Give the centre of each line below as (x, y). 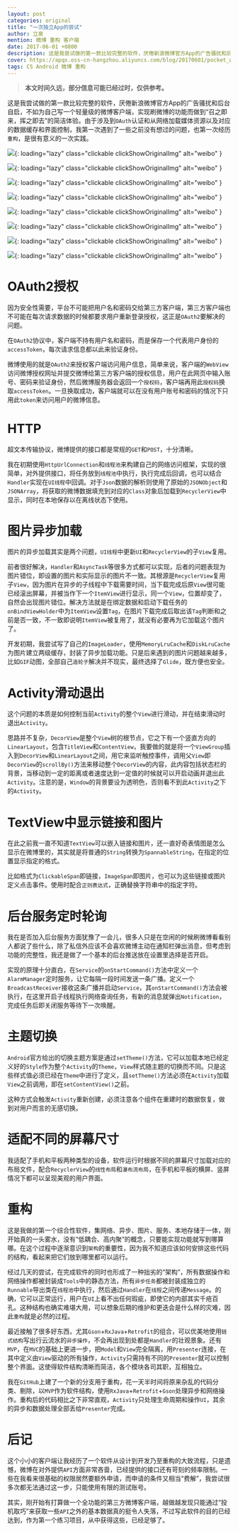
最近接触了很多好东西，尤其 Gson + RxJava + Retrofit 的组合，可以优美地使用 (114, 1331)
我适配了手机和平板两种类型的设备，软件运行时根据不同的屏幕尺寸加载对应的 (119, 1160)
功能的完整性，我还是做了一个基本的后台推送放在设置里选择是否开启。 (110, 955)
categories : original (39, 21)
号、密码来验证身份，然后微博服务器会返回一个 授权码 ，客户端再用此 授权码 (113, 382)
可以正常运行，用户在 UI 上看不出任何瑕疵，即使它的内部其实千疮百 (122, 1299)
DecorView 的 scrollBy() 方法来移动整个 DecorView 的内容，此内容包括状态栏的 (117, 764)
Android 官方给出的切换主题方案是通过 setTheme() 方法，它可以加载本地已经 (115, 1058)
